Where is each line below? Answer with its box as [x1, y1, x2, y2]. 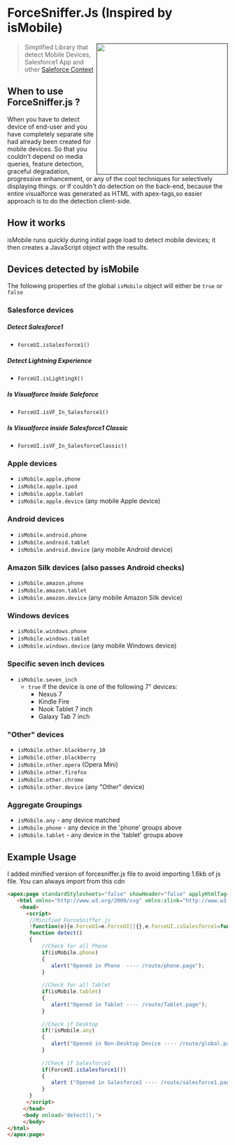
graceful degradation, [7, 166, 70, 176]
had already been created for [7, 137, 92, 145]
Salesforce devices [7, 306, 74, 315]
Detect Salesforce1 [7, 322, 64, 331]
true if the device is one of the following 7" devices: [27, 682, 178, 690]
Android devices [7, 514, 65, 524]
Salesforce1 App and [24, 57, 84, 66]
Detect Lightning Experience [7, 356, 92, 364]
